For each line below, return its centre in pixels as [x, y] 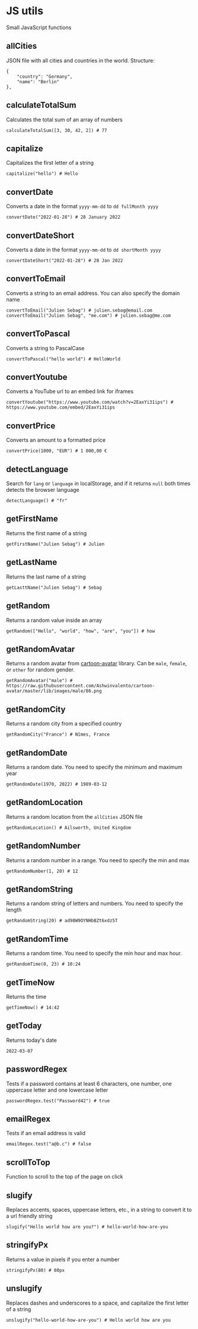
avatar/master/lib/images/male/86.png [54, 691]
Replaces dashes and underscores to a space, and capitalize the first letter [98, 1303]
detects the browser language [43, 490]
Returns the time [26, 997]
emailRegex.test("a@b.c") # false [49, 1144]
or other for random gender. [41, 670]
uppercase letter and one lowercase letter [57, 1090]
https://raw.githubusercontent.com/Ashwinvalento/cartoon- [81, 686]
